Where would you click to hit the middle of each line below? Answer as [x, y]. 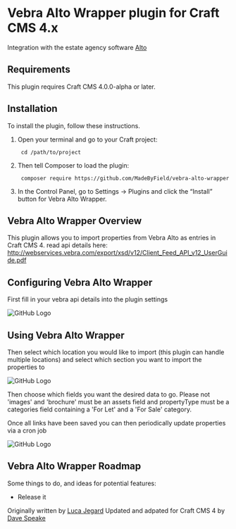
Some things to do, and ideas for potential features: [82, 483]
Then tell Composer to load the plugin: [73, 165]
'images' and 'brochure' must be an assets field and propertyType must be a [118, 402]
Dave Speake [26, 518]
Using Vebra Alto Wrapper [66, 335]
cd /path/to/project [51, 152]
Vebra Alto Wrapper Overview [75, 221]
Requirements [39, 69]
